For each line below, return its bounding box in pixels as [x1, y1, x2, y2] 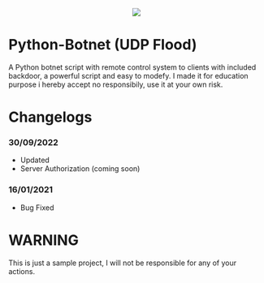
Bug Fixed [19, 203, 54, 212]
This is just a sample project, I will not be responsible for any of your [8, 258, 237, 268]
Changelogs [8, 108, 93, 126]
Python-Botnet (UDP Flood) [8, 36, 197, 54]
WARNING [8, 231, 79, 249]
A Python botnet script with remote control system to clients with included [8, 62, 257, 72]
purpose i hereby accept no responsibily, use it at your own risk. [8, 79, 223, 89]
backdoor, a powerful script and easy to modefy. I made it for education [8, 71, 249, 80]
